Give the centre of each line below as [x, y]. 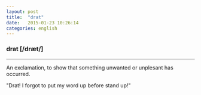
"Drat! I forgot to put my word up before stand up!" [68, 85]
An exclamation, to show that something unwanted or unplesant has [90, 67]
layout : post [22, 12]
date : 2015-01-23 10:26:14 [42, 23]
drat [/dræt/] [25, 49]
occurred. [18, 74]
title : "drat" [25, 17]
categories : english [32, 28]
